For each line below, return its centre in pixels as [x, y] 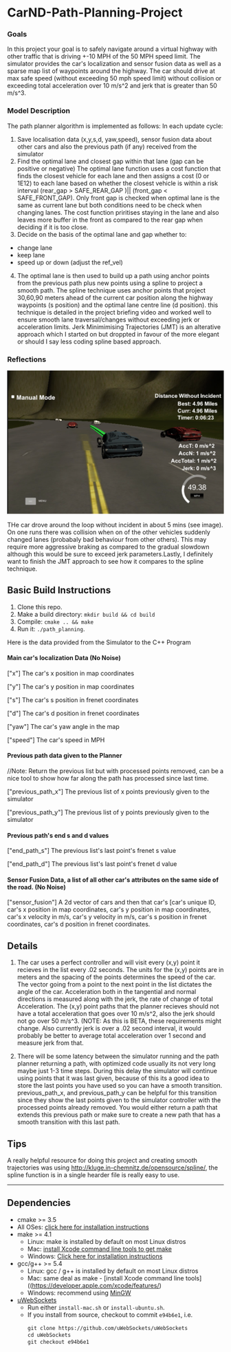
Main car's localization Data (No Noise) [64, 658]
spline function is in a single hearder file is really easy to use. [93, 1175]
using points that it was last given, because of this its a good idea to [113, 1078]
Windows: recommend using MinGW [79, 1293]
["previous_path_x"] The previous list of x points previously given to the [108, 792]
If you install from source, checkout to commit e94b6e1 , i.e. [110, 1314]
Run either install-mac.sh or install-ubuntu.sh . [96, 1307]
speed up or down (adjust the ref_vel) [70, 262]
